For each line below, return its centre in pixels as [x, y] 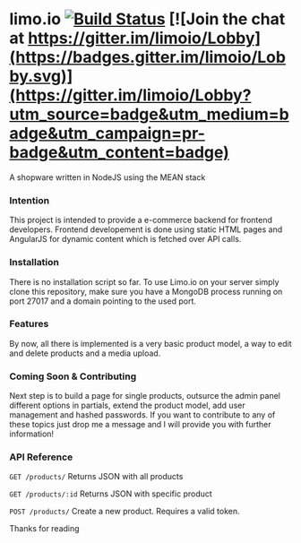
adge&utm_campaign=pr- [107, 134]
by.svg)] [41, 77]
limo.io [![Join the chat [147, 19]
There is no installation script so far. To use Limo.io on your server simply [144, 281]
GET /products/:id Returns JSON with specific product [111, 494]
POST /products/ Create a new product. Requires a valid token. [125, 512]
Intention [30, 200]
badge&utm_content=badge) [120, 153]
